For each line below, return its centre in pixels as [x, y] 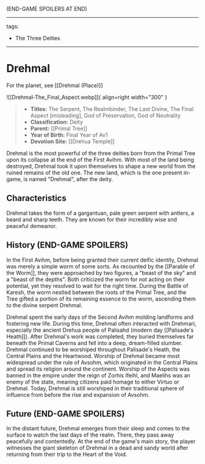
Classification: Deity [57, 122]
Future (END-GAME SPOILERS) [66, 414]
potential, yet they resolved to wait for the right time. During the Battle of [97, 285]
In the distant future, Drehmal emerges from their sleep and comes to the [98, 429]
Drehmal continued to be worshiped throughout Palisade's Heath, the [93, 349]
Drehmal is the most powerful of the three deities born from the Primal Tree [101, 153]
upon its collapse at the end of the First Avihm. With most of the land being [100, 159]
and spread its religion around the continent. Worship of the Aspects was [98, 369]
